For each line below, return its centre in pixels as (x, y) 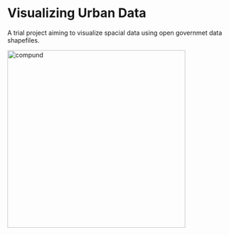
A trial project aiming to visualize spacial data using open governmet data (115, 33)
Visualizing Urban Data (77, 13)
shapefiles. (23, 40)
